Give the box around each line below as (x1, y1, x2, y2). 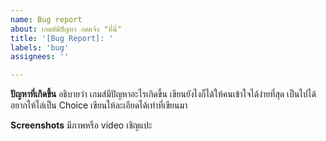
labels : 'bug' (10, 42, 70, 53)
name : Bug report (10, 14, 83, 25)
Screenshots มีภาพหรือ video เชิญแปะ (10, 119, 153, 131)
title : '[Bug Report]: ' (10, 33, 114, 43)
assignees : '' (10, 52, 70, 62)
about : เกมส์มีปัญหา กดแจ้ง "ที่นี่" (10, 24, 122, 34)
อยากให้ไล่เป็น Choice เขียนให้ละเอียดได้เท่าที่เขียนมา (10, 99, 188, 111)
